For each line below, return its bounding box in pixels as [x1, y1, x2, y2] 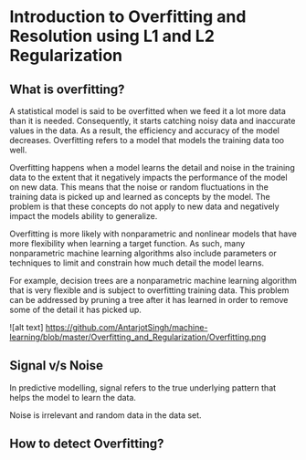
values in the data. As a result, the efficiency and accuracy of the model [9, 125, 280, 136]
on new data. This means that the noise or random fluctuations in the [9, 182, 269, 193]
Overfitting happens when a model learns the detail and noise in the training [9, 162, 295, 172]
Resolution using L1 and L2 [9, 26, 215, 47]
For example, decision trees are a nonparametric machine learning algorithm [9, 276, 297, 286]
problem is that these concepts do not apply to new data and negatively [9, 201, 280, 212]
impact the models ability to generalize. [9, 211, 158, 221]
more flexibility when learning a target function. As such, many [9, 238, 246, 248]
